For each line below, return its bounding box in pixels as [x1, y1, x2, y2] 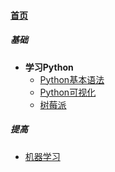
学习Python [24, 61, 74, 73]
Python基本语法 [39, 73, 105, 85]
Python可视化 [39, 86, 97, 98]
